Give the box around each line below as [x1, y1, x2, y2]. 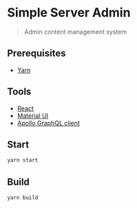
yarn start [7, 157, 39, 164]
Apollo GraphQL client [17, 118, 81, 127]
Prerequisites [7, 48, 66, 59]
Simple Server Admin [7, 5, 131, 21]
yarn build [7, 194, 39, 201]
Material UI [17, 112, 49, 120]
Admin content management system [23, 28, 127, 36]
